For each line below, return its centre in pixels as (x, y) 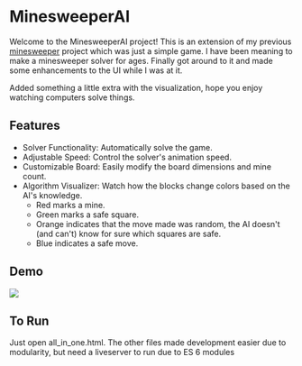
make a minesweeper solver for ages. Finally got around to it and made (141, 60)
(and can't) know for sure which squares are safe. (128, 233)
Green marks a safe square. (87, 215)
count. (34, 176)
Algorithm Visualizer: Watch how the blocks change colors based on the (156, 186)
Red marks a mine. (70, 205)
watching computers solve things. (72, 97)
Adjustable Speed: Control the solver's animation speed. (127, 157)
